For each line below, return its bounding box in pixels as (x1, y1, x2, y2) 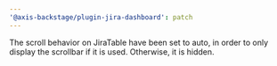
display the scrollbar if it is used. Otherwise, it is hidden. (9, 46, 216, 57)
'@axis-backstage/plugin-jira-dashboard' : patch (9, 12, 193, 22)
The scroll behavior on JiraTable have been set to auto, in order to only (9, 37, 269, 48)
